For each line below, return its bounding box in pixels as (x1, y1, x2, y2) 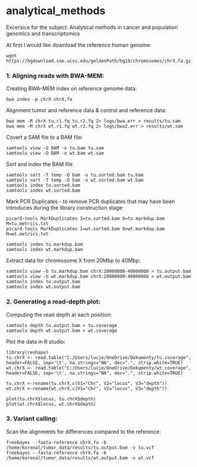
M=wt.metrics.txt (6, 231, 49, 237)
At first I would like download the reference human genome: (6, 41, 152, 48)
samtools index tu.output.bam (6, 279, 81, 285)
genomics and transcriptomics (6, 30, 80, 37)
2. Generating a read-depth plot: (6, 298, 101, 306)
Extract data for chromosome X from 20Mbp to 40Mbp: (6, 257, 141, 264)
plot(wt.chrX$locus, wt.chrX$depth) (6, 401, 96, 407)
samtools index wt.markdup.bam (6, 247, 83, 253)
